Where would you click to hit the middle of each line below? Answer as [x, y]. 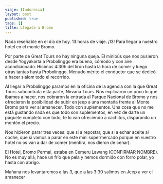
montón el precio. [23, 123]
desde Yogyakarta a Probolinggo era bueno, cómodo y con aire [69, 61]
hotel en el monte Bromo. [30, 47]
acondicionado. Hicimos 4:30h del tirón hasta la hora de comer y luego [76, 67]
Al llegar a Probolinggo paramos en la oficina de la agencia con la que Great [81, 86]
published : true [21, 19]
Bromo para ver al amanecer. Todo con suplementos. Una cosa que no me [80, 107]
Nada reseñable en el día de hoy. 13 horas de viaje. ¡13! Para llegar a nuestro [81, 41]
